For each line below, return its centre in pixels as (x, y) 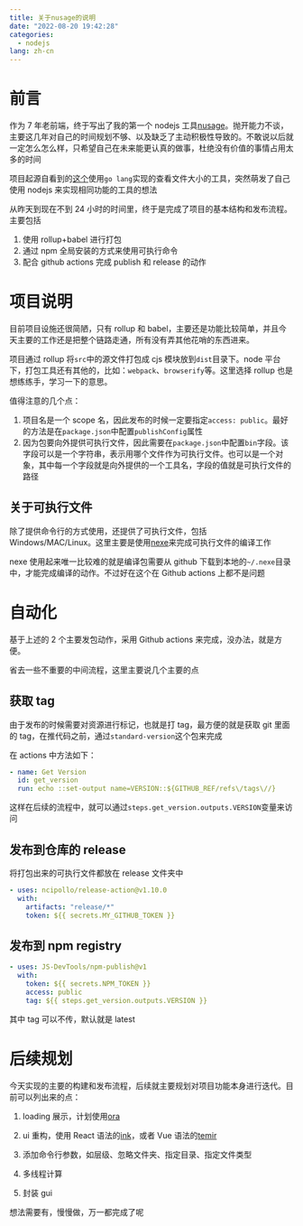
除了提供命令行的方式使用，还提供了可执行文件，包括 (108, 531)
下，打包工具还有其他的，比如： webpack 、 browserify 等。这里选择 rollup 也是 (151, 370)
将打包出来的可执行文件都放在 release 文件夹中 (96, 873)
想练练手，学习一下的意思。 (61, 381)
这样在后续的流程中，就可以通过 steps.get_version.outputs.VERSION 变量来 (147, 807)
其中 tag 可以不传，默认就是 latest (72, 1019)
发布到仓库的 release (68, 850)
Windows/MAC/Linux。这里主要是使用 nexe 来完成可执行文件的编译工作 (141, 542)
